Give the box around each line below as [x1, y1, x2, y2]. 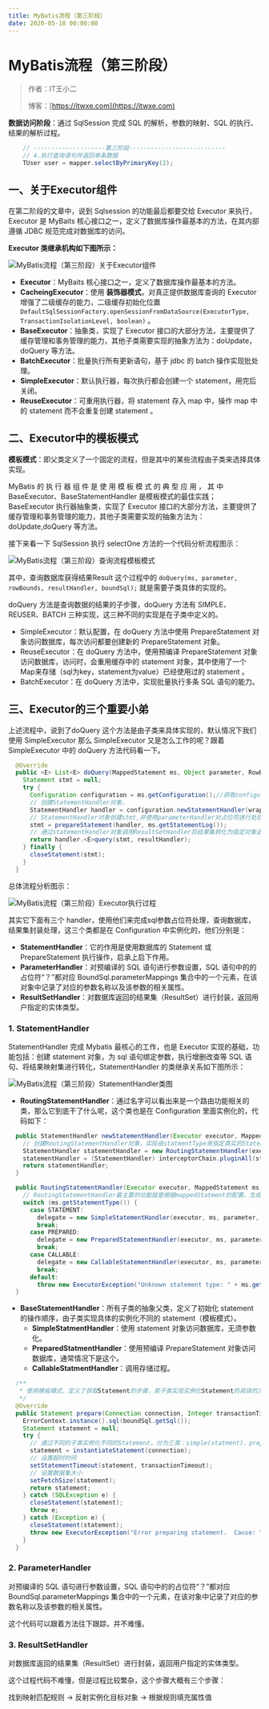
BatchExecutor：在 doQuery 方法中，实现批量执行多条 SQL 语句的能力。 [19, 676, 259, 686]
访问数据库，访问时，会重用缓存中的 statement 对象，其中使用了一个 [19, 656, 247, 666]
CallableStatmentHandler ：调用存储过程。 [31, 1364, 175, 1373]
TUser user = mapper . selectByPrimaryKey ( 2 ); [22, 159, 174, 167]
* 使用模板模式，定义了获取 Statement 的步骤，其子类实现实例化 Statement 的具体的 [18, 1387, 258, 1395]
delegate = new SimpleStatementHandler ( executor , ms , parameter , [37, 1213, 260, 1222]
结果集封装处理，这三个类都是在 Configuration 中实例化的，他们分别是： [8, 925, 247, 934]
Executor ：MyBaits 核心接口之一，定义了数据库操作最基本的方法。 [19, 277, 241, 287]
